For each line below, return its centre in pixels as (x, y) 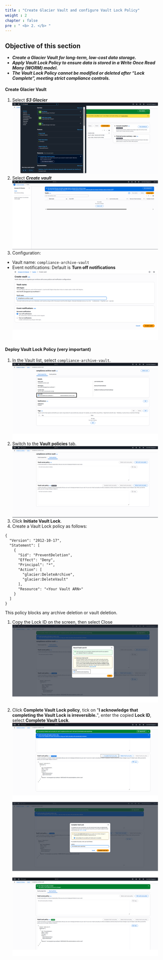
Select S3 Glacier (30, 100)
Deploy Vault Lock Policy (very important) (48, 349)
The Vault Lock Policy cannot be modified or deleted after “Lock (78, 73)
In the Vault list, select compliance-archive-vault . (61, 360)
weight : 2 (16, 15)
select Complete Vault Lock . (41, 720)
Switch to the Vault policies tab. (44, 444)
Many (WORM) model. (35, 68)
